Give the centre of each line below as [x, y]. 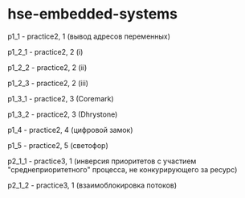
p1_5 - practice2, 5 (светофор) [58, 145]
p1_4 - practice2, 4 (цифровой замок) [70, 130]
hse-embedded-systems [93, 14]
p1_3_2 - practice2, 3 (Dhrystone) [63, 114]
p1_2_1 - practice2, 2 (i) [45, 52]
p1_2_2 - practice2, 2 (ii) [47, 67]
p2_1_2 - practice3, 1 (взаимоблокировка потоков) [92, 185]
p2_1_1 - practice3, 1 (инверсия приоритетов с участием [102, 161]
